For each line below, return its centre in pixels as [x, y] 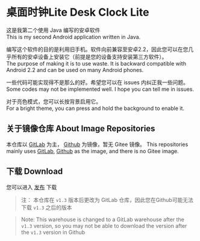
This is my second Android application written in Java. [73, 37]
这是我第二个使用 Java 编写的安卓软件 [53, 30]
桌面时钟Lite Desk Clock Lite [78, 12]
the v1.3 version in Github [53, 232]
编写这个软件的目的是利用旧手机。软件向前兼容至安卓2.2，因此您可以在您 [97, 49]
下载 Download [35, 172]
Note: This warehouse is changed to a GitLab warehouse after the [103, 219]
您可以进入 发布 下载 [32, 187]
